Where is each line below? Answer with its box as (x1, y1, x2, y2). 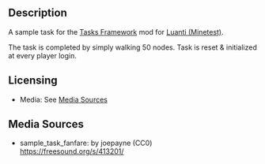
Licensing (8, 74, 58, 88)
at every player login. (8, 50, 77, 60)
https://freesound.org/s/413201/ (19, 147, 124, 156)
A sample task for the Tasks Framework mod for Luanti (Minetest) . (8, 27, 224, 36)
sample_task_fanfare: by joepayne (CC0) (19, 138, 153, 148)
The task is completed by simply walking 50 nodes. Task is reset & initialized (8, 43, 257, 52)
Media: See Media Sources (19, 95, 108, 104)
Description (8, 6, 67, 20)
